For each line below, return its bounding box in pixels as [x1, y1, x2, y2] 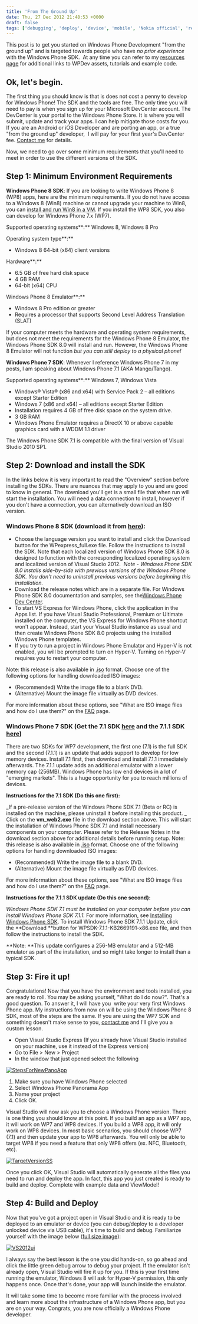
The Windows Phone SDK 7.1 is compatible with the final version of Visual [6, 437, 184, 444]
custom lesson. [6, 1025, 43, 1032]
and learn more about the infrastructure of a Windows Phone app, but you [6, 1298, 186, 1305]
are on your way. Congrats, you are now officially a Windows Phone [6, 1305, 171, 1312]
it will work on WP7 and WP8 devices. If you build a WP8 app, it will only [6, 1121, 181, 1128]
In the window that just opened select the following [14, 1055, 139, 1062]
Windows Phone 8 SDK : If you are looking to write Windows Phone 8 [6, 187, 174, 194]
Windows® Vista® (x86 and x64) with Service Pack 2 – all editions [14, 387, 175, 395]
